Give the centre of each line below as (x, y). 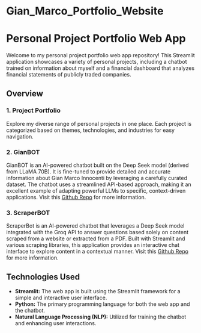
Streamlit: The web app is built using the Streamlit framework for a (98, 291)
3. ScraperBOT (28, 213)
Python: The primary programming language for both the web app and (102, 304)
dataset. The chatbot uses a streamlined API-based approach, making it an (99, 184)
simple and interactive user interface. (61, 298)
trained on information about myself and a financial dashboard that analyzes (100, 68)
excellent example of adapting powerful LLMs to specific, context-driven (96, 191)
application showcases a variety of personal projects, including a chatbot (97, 62)
